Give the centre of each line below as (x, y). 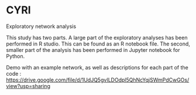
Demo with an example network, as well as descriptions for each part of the (97, 67)
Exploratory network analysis (41, 26)
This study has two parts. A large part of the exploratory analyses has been (97, 37)
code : (14, 73)
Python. (16, 56)
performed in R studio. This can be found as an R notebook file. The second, (98, 44)
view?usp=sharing (28, 86)
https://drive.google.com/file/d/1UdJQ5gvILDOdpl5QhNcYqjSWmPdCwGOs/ (98, 80)
